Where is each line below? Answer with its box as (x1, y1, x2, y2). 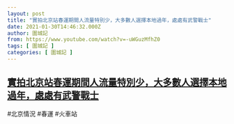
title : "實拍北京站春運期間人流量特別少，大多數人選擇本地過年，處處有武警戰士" (7, 17, 212, 24)
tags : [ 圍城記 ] (7, 42, 54, 49)
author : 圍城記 (7, 29, 48, 37)
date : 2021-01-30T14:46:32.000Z (7, 23, 101, 30)
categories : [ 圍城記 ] (7, 49, 73, 56)
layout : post (7, 10, 45, 17)
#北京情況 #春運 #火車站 (7, 109, 78, 118)
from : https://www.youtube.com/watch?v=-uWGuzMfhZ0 (7, 36, 160, 43)
